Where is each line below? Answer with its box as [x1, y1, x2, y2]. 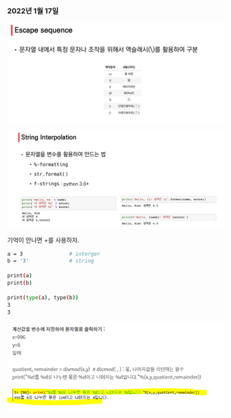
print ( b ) [7, 280, 33, 287]
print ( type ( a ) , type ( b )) [7, 294, 79, 301]
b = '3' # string [7, 258, 95, 265]
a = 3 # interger [7, 250, 100, 257]
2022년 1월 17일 [7, 6, 59, 15]
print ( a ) [7, 272, 33, 279]
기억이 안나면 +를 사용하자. [7, 236, 80, 244]
